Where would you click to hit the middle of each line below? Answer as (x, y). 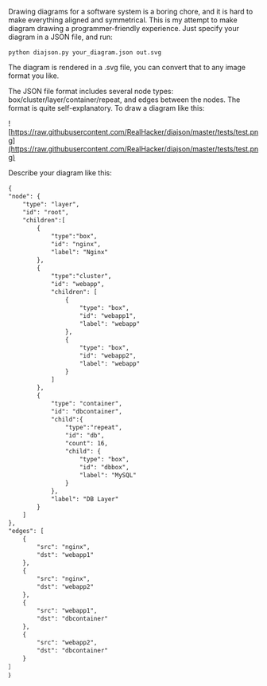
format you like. (34, 76)
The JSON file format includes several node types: (91, 91)
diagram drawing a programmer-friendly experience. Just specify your (124, 28)
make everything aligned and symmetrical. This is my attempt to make (123, 20)
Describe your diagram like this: (60, 173)
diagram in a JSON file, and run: (60, 37)
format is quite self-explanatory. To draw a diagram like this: (106, 108)
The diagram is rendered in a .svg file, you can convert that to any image (127, 67)
